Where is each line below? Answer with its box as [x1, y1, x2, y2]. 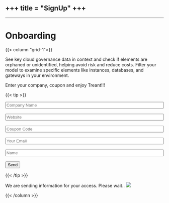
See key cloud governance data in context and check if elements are [5, 56, 147, 62]
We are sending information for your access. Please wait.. [5, 182, 125, 188]
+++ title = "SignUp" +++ [5, 4, 87, 13]
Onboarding [5, 30, 56, 41]
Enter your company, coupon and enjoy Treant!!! [5, 82, 106, 88]
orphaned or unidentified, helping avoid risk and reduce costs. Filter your [5, 61, 157, 67]
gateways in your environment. [5, 72, 69, 78]
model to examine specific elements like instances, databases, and [5, 67, 144, 73]
